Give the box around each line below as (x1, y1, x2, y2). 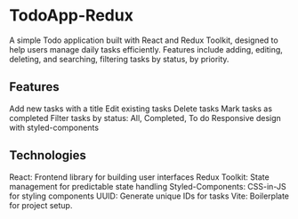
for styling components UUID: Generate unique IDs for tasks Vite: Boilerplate (9, 191, 290, 201)
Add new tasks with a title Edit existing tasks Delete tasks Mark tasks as (9, 103, 273, 114)
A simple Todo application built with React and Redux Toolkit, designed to (9, 35, 278, 45)
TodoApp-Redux (9, 5, 133, 26)
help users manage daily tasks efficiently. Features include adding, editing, (9, 44, 283, 54)
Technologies (9, 148, 87, 163)
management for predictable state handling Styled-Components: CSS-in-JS (9, 181, 286, 191)
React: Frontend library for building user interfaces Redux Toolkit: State (9, 171, 270, 182)
